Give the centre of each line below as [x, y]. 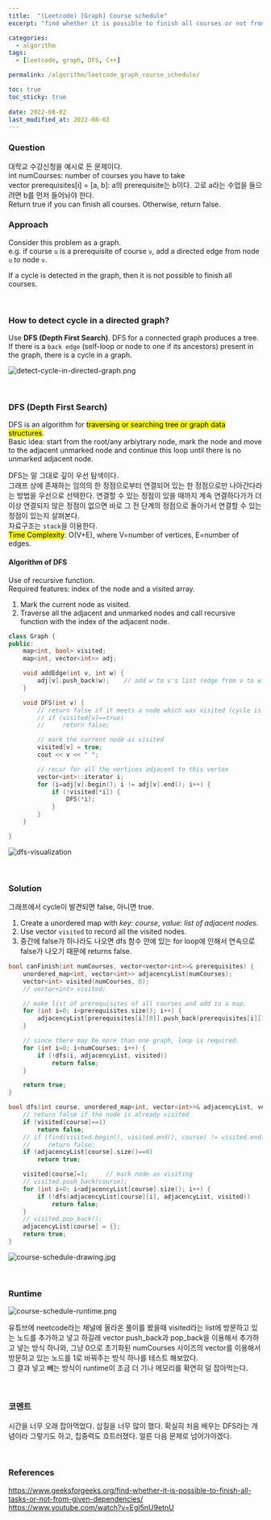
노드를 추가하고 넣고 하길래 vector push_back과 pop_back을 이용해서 [127, 1338]
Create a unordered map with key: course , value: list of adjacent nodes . [139, 923]
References [31, 1472]
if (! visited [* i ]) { [86, 792]
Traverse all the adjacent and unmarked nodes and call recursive [127, 613]
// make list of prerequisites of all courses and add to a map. [135, 1004]
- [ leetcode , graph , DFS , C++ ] [68, 60]
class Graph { [32, 636]
